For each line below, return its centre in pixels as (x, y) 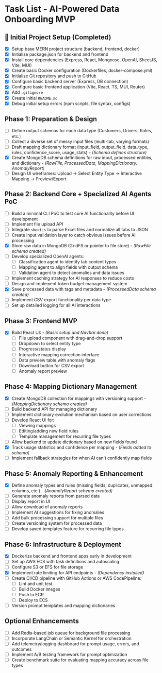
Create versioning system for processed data (57, 523)
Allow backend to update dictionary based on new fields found (74, 442)
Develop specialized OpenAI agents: (48, 256)
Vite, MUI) (22, 65)
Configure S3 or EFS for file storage (47, 567)
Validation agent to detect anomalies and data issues (72, 273)
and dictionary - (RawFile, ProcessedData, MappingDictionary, (74, 163)
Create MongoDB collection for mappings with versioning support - (79, 398)
